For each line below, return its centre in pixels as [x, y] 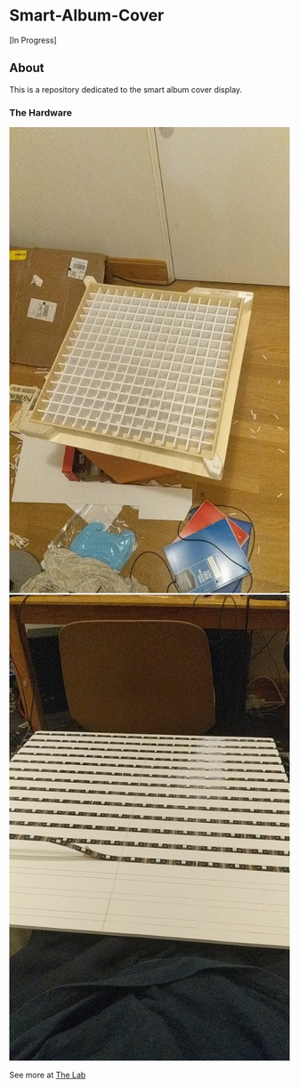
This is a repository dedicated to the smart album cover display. [126, 89]
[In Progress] [33, 40]
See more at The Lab [48, 1075]
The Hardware [41, 112]
